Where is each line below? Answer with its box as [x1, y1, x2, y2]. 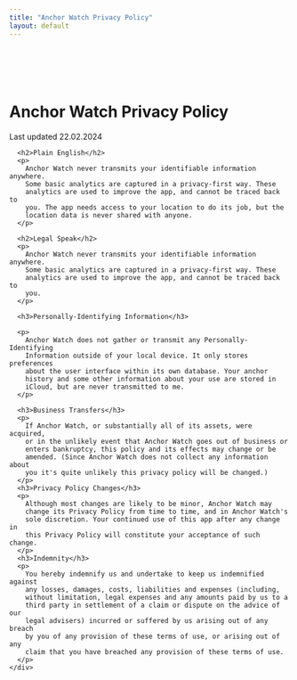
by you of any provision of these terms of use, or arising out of [25, 632, 280, 642]
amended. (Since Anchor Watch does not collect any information [25, 453, 269, 462]
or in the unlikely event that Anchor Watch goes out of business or [25, 438, 289, 447]
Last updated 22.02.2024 [9, 131, 102, 143]
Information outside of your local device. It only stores [25, 351, 249, 361]
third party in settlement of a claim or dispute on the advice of [25, 601, 280, 610]
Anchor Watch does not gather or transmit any [25, 336, 201, 345]
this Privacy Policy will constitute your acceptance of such [25, 531, 261, 540]
